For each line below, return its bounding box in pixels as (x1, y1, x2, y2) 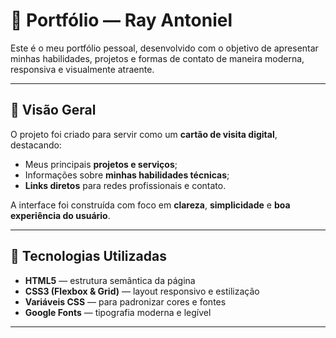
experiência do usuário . (10, 209, 111, 221)
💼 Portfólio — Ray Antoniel (10, 9, 233, 32)
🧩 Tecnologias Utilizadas (10, 248, 167, 265)
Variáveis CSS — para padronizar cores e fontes (24, 295, 227, 308)
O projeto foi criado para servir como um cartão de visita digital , (10, 128, 278, 140)
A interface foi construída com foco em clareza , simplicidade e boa (10, 199, 291, 211)
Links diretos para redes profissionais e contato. (24, 179, 227, 191)
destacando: (10, 139, 62, 151)
